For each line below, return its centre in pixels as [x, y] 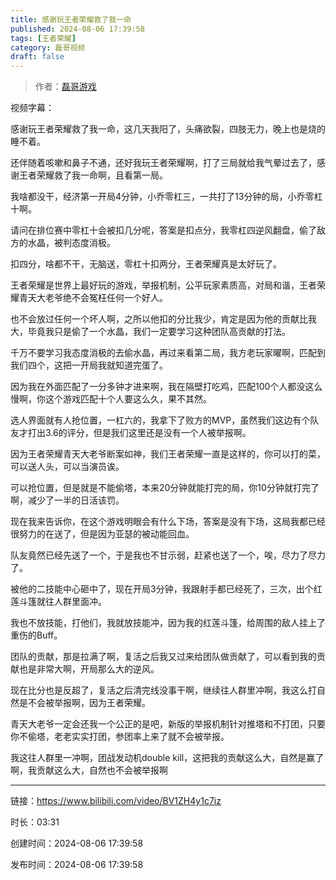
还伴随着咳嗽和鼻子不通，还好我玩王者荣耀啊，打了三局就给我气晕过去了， [163, 163]
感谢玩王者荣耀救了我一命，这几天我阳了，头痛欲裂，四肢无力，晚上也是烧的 [168, 129]
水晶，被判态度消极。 [71, 243]
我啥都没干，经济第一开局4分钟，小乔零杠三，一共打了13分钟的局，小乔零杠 [166, 197]
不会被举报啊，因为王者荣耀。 [89, 703]
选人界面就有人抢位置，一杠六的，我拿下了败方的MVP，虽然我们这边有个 [160, 420]
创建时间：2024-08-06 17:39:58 [77, 843]
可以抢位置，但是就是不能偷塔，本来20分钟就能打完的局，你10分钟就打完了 [165, 488]
